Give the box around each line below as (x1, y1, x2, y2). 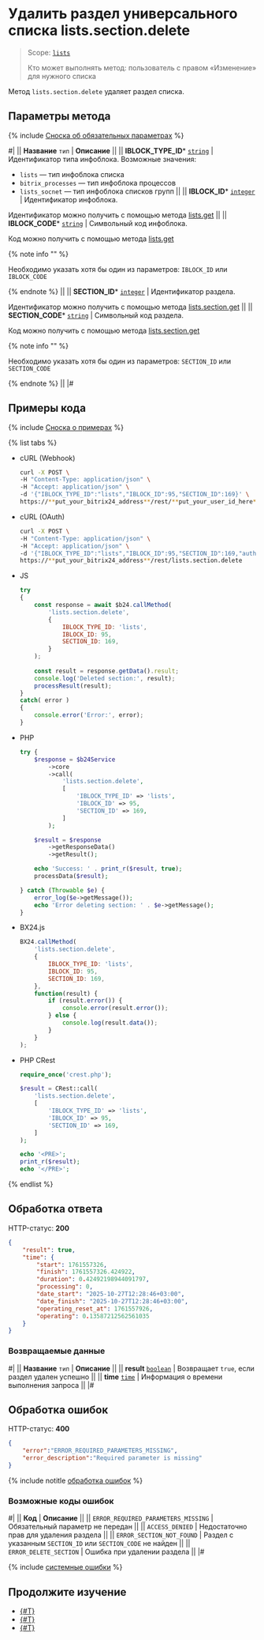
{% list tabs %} (8, 438, 58, 447)
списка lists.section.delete (8, 21, 191, 40)
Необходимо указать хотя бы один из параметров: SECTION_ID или (8, 356, 231, 366)
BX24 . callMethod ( (19, 938, 77, 946)
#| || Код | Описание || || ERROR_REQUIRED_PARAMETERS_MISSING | (8, 1514, 214, 1523)
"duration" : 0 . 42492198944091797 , (36, 1276, 150, 1284)
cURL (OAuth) (19, 511, 65, 522)
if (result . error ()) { (48, 997, 123, 1005)
